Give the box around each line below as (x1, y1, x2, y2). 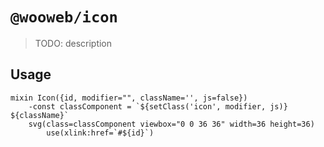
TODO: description (34, 37, 113, 49)
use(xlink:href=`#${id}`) (46, 128, 155, 138)
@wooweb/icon (10, 8, 118, 27)
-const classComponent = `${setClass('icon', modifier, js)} (28, 101, 288, 112)
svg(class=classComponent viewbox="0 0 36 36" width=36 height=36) (28, 119, 315, 129)
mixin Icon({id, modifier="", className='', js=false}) (10, 93, 248, 103)
